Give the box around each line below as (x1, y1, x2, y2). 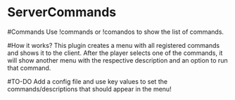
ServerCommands (7, 4, 117, 20)
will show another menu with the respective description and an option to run (7, 56, 228, 64)
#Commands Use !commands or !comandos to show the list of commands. (7, 27, 224, 36)
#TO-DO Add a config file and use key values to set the (7, 77, 167, 85)
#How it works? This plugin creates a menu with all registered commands (7, 41, 220, 49)
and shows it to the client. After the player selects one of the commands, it (7, 49, 223, 57)
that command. (7, 63, 51, 72)
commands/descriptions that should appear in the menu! (7, 85, 172, 93)
